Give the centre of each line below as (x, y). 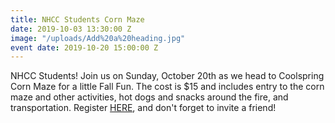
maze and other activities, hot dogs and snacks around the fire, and (149, 97)
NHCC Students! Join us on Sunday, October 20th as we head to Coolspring (167, 76)
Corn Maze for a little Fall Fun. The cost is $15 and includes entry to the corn (167, 87)
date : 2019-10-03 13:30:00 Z (71, 29)
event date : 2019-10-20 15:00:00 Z (84, 47)
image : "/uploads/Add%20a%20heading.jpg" (98, 38)
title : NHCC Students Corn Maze (77, 19)
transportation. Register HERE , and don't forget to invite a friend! (143, 108)
